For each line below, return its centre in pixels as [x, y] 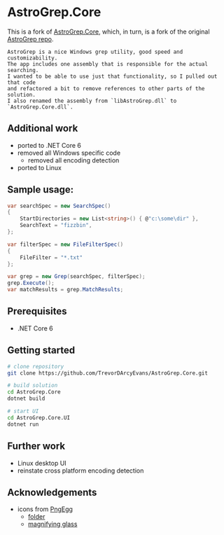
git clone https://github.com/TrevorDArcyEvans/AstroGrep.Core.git [108, 373]
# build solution [33, 386]
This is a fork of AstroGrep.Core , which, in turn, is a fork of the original [108, 32]
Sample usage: [41, 190]
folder [36, 517]
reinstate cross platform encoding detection [80, 471]
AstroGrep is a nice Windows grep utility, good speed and [95, 52]
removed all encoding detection [73, 160]
